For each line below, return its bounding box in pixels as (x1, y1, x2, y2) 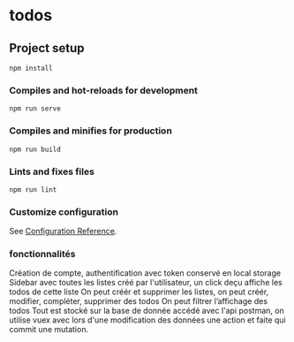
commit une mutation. (9, 324, 89, 335)
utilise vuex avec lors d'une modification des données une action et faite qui (9, 315, 286, 325)
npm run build (9, 145, 62, 154)
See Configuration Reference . (9, 226, 117, 237)
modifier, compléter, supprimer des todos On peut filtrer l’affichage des (9, 296, 268, 307)
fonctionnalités (9, 248, 76, 261)
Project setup (9, 41, 86, 56)
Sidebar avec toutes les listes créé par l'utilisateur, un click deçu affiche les (9, 277, 283, 288)
